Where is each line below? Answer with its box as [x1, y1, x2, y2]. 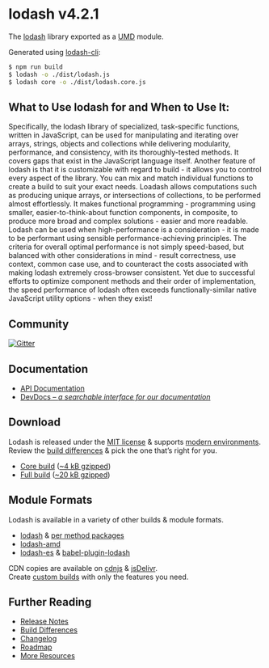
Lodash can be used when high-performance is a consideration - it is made [8, 225, 260, 235]
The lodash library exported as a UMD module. [8, 32, 164, 41]
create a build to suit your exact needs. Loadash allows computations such [8, 182, 257, 192]
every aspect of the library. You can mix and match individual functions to [8, 173, 254, 183]
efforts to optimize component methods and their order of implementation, [8, 277, 256, 286]
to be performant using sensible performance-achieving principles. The [8, 234, 247, 243]
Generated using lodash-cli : [8, 47, 101, 57]
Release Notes [19, 616, 69, 627]
